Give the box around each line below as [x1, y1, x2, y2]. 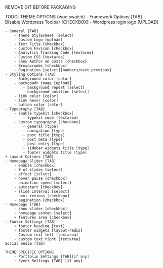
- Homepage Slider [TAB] [5, 159, 56, 163]
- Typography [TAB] [5, 107, 45, 111]
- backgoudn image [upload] [14, 81, 72, 86]
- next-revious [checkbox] [14, 193, 70, 198]
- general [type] [23, 124, 58, 129]
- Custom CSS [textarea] [14, 54, 65, 59]
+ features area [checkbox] [14, 215, 72, 220]
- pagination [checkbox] [14, 198, 65, 203]
